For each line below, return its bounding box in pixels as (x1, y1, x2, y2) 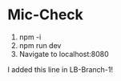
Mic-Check (7, 6, 83, 24)
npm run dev (18, 40, 62, 50)
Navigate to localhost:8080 (18, 49, 109, 59)
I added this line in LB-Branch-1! (7, 64, 114, 74)
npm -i (18, 32, 42, 42)
